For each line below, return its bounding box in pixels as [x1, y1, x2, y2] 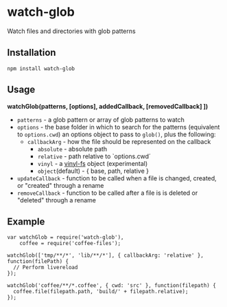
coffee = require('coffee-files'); [19, 240, 121, 247]
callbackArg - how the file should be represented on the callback [27, 137, 211, 145]
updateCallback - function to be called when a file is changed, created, [16, 173, 217, 182]
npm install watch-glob [7, 65, 75, 72]
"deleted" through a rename [16, 195, 96, 204]
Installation [7, 47, 56, 59]
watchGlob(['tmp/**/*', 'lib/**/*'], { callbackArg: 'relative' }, [7, 252, 204, 259]
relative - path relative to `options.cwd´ [37, 152, 151, 160]
